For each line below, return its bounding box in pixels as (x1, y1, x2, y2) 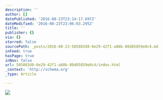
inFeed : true (5, 49, 32, 53)
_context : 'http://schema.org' (5, 67, 70, 72)
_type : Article (5, 72, 37, 77)
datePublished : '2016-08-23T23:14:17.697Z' (5, 16, 97, 21)
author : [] (5, 12, 28, 17)
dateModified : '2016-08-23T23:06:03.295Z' (5, 21, 94, 26)
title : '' (5, 26, 26, 31)
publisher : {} (5, 30, 35, 35)
